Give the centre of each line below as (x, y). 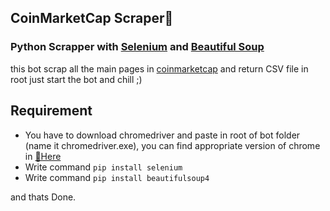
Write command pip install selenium (103, 167)
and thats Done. (43, 197)
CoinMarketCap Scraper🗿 (92, 18)
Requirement (51, 111)
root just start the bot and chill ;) (76, 79)
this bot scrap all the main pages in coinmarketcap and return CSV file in (159, 68)
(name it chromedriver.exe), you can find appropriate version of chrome (172, 145)
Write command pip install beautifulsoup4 (117, 177)
